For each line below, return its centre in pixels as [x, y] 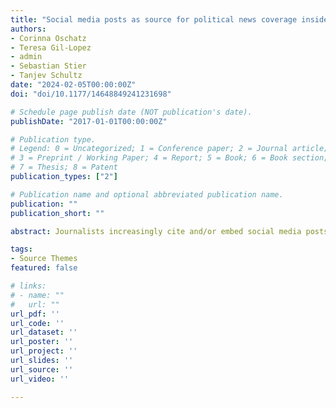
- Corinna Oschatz [48, 38]
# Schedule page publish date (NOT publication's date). [131, 112]
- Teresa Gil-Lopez [51, 47]
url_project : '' [44, 351]
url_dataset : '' [44, 332]
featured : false [44, 268]
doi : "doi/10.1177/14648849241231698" [91, 94]
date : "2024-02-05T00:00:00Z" [73, 85]
